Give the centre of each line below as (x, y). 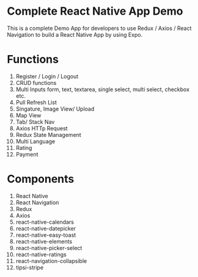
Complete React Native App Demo (95, 11)
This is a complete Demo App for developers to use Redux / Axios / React (99, 28)
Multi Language (35, 141)
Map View (28, 115)
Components (41, 179)
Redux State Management (48, 135)
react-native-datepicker (46, 228)
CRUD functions (36, 83)
